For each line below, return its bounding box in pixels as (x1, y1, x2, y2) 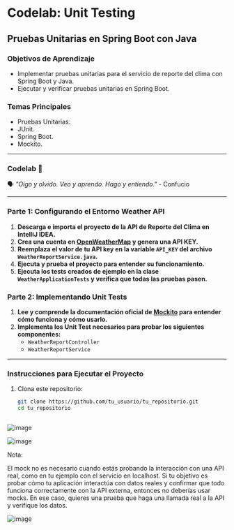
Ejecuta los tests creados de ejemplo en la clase (17, 267, 159, 275)
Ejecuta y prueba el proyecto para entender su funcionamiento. (17, 260, 205, 268)
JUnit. (17, 125, 35, 133)
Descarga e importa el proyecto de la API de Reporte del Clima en (17, 222, 210, 231)
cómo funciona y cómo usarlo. (17, 316, 108, 324)
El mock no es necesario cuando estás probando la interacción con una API (7, 464, 224, 473)
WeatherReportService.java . (17, 252, 98, 260)
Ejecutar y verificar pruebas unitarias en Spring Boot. (17, 84, 170, 92)
